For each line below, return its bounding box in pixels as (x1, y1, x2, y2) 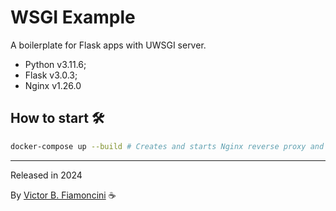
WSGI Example (10, 6, 136, 29)
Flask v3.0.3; (24, 69, 78, 81)
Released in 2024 (10, 169, 83, 181)
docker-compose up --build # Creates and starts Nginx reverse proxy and (10, 141, 325, 151)
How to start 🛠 (10, 110, 105, 127)
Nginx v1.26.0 (24, 79, 82, 91)
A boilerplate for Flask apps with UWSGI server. (10, 39, 207, 51)
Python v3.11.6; (24, 58, 87, 70)
